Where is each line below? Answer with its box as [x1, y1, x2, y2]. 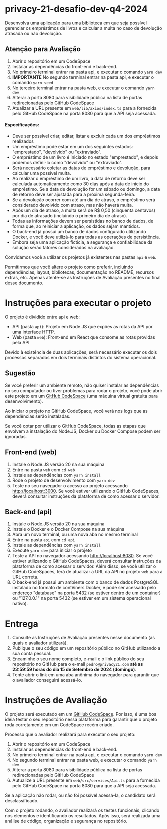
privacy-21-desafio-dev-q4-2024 [5, 3, 148, 15]
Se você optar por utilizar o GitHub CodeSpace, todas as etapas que [5, 423, 146, 429]
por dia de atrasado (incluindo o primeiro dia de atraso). [12, 212, 127, 218]
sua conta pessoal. [12, 651, 51, 657]
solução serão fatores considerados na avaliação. [12, 244, 115, 250]
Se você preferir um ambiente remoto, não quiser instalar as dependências [5, 382, 159, 388]
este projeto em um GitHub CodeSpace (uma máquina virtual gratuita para [5, 393, 158, 399]
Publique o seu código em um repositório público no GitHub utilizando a [12, 645, 161, 651]
